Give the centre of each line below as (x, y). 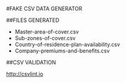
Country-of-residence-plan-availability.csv (67, 44)
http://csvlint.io (25, 74)
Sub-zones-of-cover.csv (45, 38)
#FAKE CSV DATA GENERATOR (44, 9)
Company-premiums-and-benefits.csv (62, 51)
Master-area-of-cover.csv (47, 32)
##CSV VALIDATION (31, 62)
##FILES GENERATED (33, 20)
